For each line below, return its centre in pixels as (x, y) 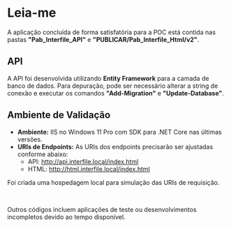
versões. (30, 139)
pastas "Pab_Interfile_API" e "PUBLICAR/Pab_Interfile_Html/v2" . (103, 39)
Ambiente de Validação (59, 115)
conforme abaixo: (43, 154)
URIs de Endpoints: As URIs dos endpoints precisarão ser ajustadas (115, 146)
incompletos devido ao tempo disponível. (66, 217)
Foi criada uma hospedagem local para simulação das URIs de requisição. (113, 182)
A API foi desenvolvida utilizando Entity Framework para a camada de (108, 78)
